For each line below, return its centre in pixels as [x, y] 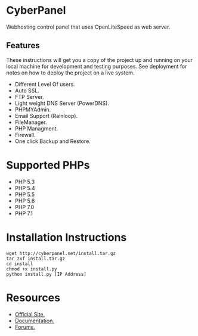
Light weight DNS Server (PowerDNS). [62, 103]
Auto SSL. [27, 91]
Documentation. [35, 321]
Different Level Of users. [45, 84]
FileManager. [31, 122]
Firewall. [25, 135]
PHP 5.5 [25, 194]
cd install [20, 264]
